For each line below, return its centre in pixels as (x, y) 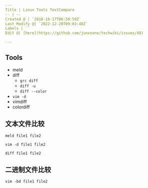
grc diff (29, 80)
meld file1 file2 (23, 135)
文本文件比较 (25, 124)
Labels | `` (17, 28)
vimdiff (20, 101)
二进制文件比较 (28, 170)
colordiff (21, 107)
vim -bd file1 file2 (27, 181)
